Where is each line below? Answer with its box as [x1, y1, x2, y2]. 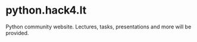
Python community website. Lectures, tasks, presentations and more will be [5, 23, 192, 30]
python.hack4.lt [5, 4, 87, 17]
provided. [5, 29, 29, 36]
